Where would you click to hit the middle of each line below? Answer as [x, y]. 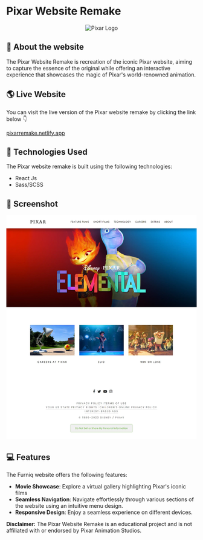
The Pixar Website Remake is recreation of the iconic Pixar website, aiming [99, 61]
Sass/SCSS [29, 185]
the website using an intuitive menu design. [69, 506]
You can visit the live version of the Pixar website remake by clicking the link [101, 112]
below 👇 [17, 119]
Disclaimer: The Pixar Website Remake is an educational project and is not [99, 524]
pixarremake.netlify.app [36, 133]
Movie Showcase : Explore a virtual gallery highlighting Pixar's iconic [100, 487]
